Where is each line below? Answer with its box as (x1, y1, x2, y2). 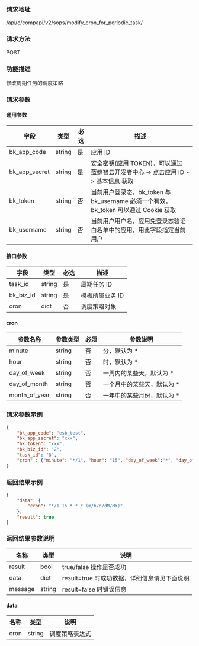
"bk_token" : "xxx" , (17, 441, 65, 447)
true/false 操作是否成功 (62, 563, 126, 571)
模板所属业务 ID (81, 291, 124, 300)
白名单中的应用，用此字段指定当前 (91, 226, 186, 234)
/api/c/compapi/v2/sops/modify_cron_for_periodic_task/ (6, 19, 143, 26)
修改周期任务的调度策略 (6, 79, 63, 86)
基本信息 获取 (96, 177, 134, 185)
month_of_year (9, 391, 50, 399)
